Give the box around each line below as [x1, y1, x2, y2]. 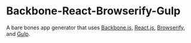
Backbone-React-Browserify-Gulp [6, 4, 181, 18]
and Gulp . [6, 30, 31, 37]
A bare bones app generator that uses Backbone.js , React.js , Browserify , [6, 24, 186, 31]
